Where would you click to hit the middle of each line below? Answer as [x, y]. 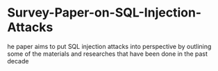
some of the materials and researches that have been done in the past [108, 54]
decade [18, 61]
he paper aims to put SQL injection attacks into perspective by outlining [109, 46]
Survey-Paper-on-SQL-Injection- [104, 13]
